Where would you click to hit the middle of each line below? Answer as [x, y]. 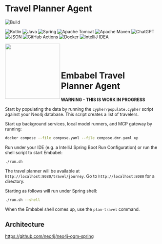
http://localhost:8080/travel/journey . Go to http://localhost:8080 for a [80, 176]
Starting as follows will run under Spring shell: [51, 191]
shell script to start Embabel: [34, 152]
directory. [15, 181]
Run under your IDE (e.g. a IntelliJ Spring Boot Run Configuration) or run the [81, 147]
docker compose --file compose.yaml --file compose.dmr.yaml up [72, 138]
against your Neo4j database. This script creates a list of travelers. [72, 114]
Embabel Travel [93, 76]
